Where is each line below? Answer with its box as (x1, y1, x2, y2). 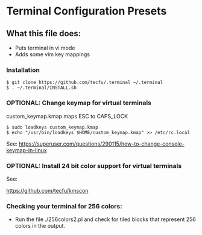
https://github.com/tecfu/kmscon (6, 187, 89, 194)
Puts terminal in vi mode (14, 44, 75, 51)
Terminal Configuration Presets (6, 4, 167, 18)
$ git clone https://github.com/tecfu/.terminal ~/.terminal (6, 80, 163, 86)
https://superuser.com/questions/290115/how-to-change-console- (19, 140, 185, 147)
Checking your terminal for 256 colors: (6, 202, 122, 210)
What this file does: (6, 28, 81, 39)
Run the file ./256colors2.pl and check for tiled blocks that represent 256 (14, 216, 196, 223)
